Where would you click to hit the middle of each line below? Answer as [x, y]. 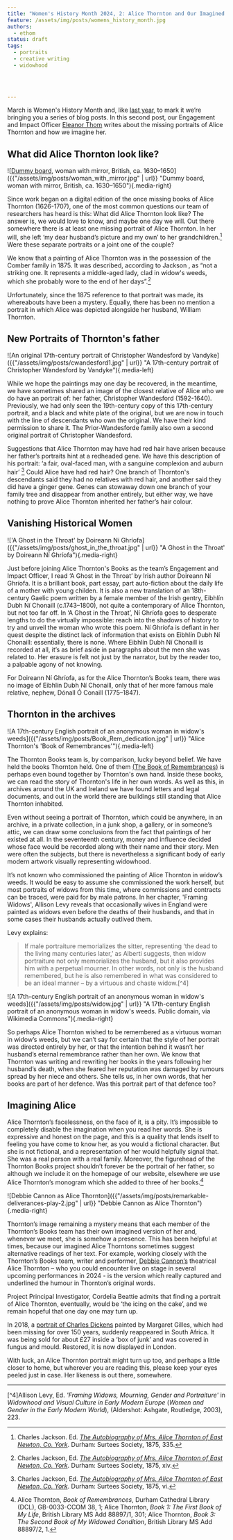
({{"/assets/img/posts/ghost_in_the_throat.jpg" [74, 547]
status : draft [28, 40]
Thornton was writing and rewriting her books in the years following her [110, 1061]
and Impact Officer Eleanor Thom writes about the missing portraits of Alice [115, 125]
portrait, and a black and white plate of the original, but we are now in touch [115, 413]
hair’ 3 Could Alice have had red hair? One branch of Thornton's [98, 471]
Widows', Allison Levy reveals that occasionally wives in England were [107, 904]
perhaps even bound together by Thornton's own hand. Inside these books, [115, 774]
